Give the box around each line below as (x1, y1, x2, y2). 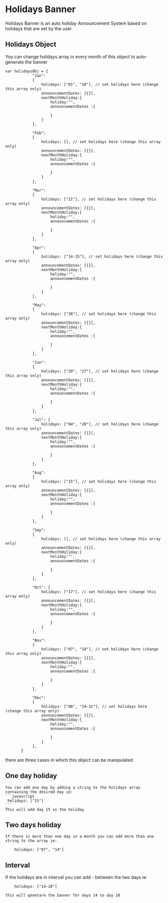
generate (5, 59, 24, 65)
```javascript (5, 794, 35, 799)
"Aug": (32, 470, 46, 475)
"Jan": (32, 73, 46, 78)
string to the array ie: (5, 838, 57, 844)
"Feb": (32, 130, 46, 136)
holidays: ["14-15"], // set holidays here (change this (41, 254, 163, 259)
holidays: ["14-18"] (14, 884, 57, 889)
